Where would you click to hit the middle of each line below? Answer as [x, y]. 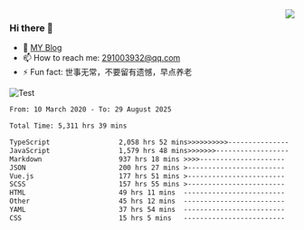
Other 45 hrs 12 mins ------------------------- [147, 201]
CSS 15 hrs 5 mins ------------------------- [147, 218]
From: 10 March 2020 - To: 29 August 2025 [90, 110]
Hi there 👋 [32, 28]
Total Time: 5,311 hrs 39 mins [68, 126]
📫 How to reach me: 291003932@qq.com [101, 58]
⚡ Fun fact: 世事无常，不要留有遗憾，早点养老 [107, 72]
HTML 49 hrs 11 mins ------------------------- [147, 193]
